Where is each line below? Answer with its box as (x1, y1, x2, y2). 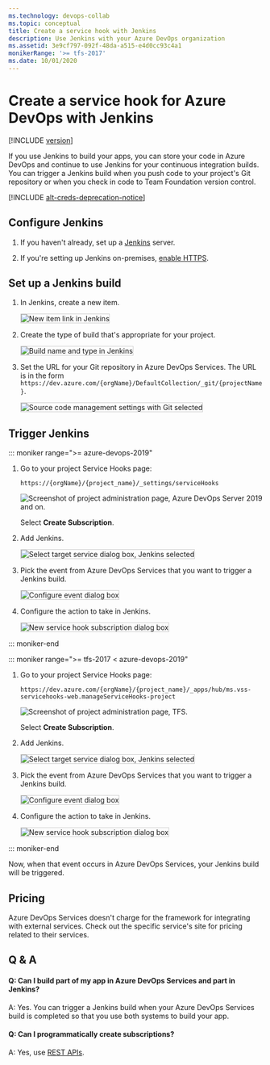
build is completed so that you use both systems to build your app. (8, 1011, 230, 1021)
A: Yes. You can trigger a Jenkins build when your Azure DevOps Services (8, 1002, 255, 1012)
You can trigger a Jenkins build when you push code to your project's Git (8, 168, 251, 178)
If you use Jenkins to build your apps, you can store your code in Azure (8, 151, 246, 161)
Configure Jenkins (8, 216, 104, 230)
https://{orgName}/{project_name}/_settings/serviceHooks (19, 480, 219, 488)
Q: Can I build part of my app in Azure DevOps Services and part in (8, 976, 235, 986)
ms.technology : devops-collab (8, 11, 110, 20)
